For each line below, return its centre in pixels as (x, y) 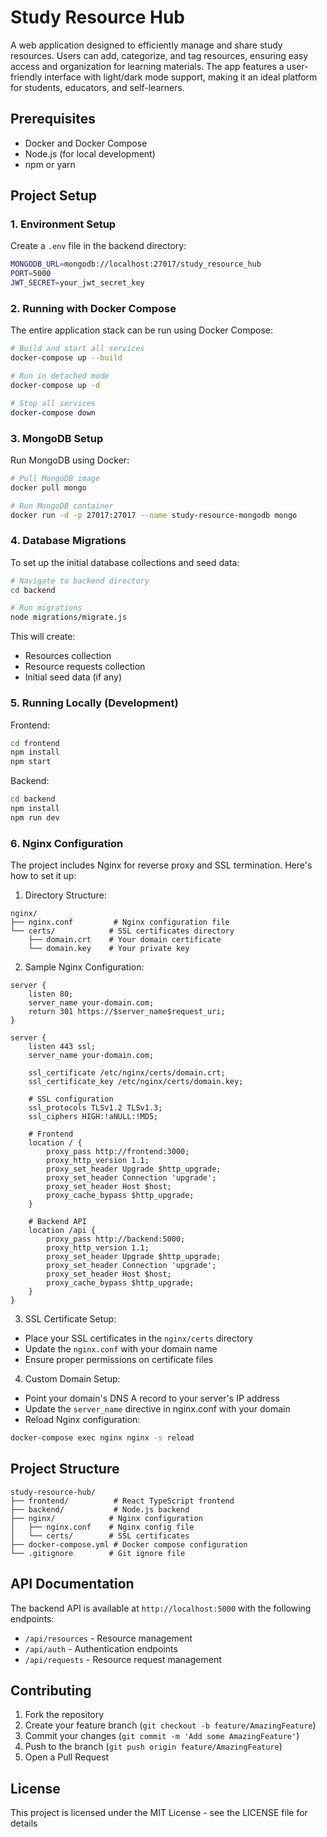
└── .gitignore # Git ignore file (98, 1553)
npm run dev (35, 817)
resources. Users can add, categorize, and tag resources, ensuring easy (159, 55)
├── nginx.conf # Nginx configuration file (120, 922)
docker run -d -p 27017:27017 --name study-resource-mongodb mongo (154, 515)
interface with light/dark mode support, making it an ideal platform (181, 77)
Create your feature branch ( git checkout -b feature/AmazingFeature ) (170, 1725)
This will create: (43, 637)
